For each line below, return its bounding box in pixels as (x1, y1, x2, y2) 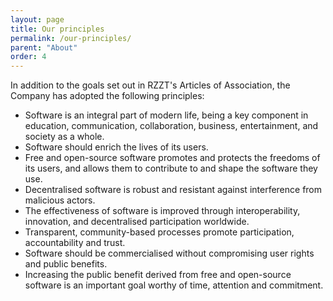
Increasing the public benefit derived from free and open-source (24, 269, 292, 281)
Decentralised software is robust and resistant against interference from (24, 184, 323, 196)
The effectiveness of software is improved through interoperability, (24, 205, 301, 217)
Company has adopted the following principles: (10, 90, 205, 102)
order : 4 (10, 52, 47, 62)
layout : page (10, 14, 65, 25)
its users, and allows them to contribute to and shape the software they (24, 162, 318, 175)
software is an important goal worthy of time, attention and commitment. (24, 279, 324, 291)
